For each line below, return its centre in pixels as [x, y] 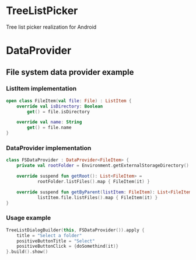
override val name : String [49, 122]
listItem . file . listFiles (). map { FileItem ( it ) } [97, 197]
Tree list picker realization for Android [51, 27]
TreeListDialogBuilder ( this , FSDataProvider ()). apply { [75, 230]
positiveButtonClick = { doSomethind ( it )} [67, 247]
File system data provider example [70, 72]
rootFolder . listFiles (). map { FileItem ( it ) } [93, 181]
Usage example [29, 218]
